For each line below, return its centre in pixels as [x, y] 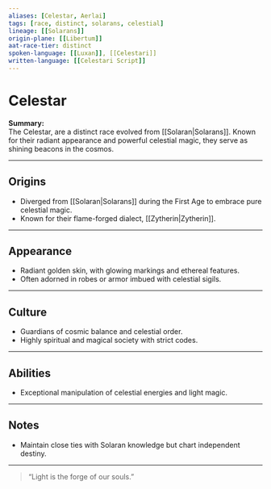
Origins [27, 182]
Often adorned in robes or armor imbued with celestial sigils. [121, 279]
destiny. [33, 453]
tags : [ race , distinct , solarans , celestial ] [86, 23]
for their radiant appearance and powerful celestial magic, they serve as [128, 140]
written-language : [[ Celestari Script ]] [77, 61]
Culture [27, 312]
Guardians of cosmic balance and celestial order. [101, 332]
